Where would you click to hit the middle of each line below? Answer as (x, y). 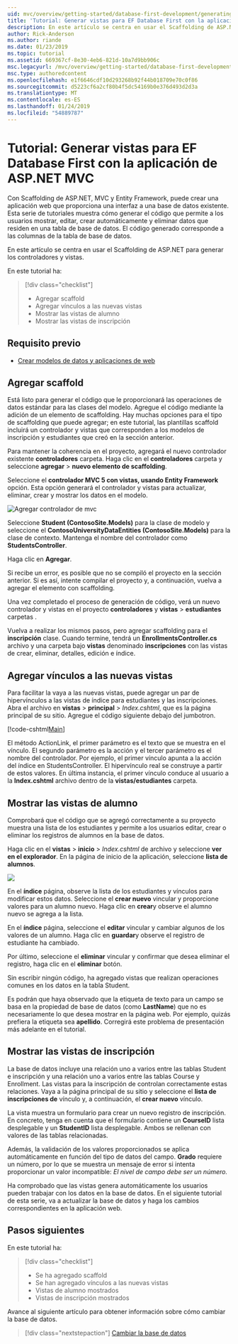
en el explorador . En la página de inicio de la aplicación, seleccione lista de (118, 856)
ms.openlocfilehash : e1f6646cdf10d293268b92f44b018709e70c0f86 (103, 80)
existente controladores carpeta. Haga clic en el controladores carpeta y (115, 459)
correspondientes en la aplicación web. (65, 1208)
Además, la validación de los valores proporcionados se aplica (98, 1149)
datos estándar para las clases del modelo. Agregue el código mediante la (115, 407)
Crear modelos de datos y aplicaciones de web (86, 360)
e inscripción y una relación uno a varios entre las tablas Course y (103, 1076)
